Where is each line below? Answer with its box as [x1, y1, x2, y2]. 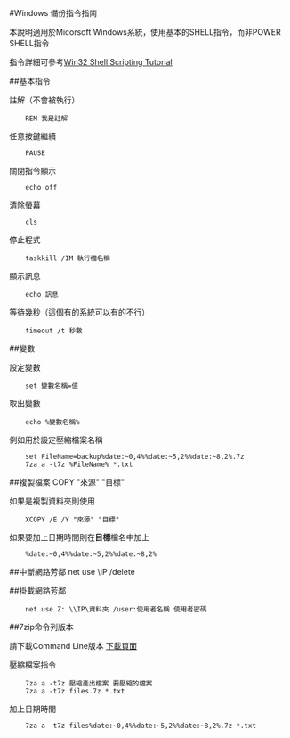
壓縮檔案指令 [9, 660, 56, 670]
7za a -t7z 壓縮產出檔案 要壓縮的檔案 [25, 679, 153, 688]
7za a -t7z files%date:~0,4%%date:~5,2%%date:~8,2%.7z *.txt [25, 721, 256, 730]
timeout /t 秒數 [25, 326, 83, 335]
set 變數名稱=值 [25, 381, 78, 390]
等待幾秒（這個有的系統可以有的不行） [9, 307, 149, 317]
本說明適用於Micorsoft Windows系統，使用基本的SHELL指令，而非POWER [9, 27, 282, 37]
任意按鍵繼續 [9, 131, 56, 141]
